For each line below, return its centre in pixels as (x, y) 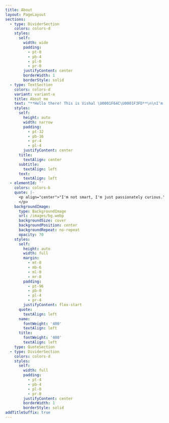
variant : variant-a (35, 94)
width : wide (36, 43)
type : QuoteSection (35, 347)
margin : (31, 258)
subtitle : (29, 164)
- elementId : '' (27, 183)
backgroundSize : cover (42, 221)
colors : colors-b (32, 188)
